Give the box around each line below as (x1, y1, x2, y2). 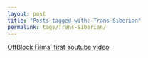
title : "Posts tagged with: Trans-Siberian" (7, 17, 142, 24)
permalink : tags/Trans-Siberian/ (7, 23, 107, 30)
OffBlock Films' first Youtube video (7, 43, 110, 52)
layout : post (7, 10, 46, 18)
